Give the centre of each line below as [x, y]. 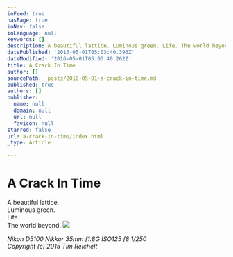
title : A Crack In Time [42, 65]
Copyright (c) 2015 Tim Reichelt [52, 247]
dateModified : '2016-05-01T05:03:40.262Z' [69, 59]
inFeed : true [26, 14]
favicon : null [34, 123]
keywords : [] [26, 40]
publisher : [23, 98]
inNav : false [26, 26]
